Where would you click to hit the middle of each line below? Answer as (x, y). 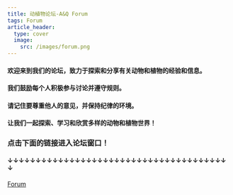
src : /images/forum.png (55, 47)
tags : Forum (25, 21)
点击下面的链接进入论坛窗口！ (58, 143)
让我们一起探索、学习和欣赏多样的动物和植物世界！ (82, 123)
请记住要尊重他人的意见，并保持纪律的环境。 (73, 105)
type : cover (32, 34)
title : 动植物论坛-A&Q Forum (48, 14)
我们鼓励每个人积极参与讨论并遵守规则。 (66, 88)
